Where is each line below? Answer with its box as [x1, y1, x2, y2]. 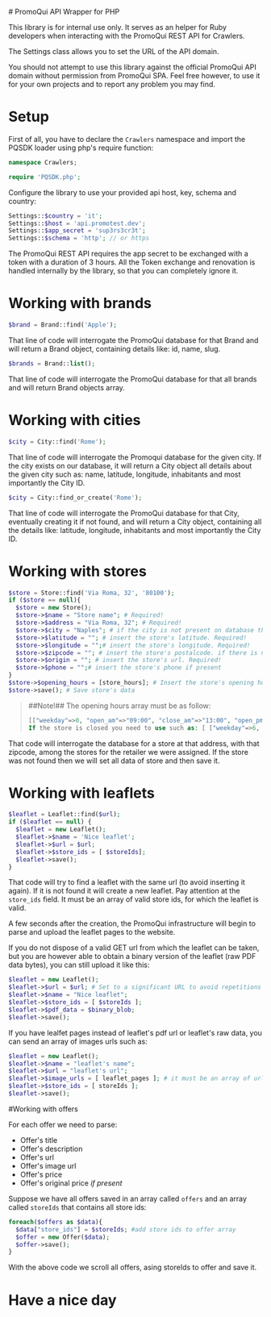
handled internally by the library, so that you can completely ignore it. [8, 266, 239, 276]
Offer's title [19, 1135, 58, 1144]
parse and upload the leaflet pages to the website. [8, 927, 176, 937]
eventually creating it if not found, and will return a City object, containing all [8, 516, 262, 527]
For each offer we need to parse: [8, 1119, 118, 1129]
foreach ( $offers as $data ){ [8, 1218, 103, 1226]
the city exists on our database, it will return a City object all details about [8, 461, 252, 470]
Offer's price [19, 1169, 63, 1179]
